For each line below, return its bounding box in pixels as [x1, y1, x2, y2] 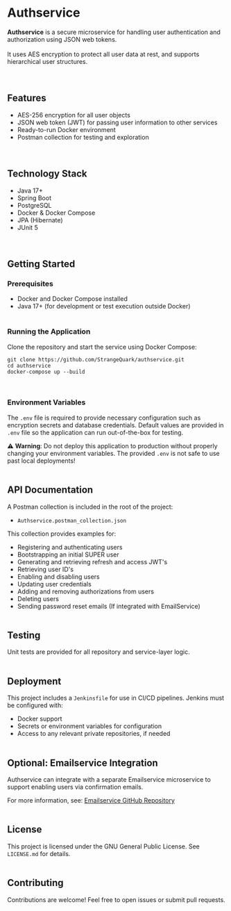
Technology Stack [7, 168, 87, 180]
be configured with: [7, 701, 64, 709]
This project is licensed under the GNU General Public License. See [7, 842, 200, 851]
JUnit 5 [17, 223, 38, 231]
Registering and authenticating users [17, 543, 123, 551]
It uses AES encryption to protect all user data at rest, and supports [7, 50, 200, 58]
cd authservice [7, 362, 51, 369]
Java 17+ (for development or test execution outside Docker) [17, 302, 191, 311]
